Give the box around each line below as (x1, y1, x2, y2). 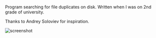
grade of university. (5, 9, 44, 15)
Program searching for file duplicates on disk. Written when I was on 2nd (5, 4, 152, 10)
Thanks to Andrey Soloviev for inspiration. (5, 19, 89, 24)
